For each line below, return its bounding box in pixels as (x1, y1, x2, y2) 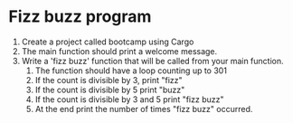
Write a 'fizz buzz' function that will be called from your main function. (21, 55, 284, 66)
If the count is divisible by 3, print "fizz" (34, 74, 183, 85)
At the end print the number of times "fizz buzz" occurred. (34, 103, 253, 114)
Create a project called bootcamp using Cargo (21, 36, 194, 47)
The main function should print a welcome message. (21, 45, 218, 56)
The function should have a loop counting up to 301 (34, 65, 228, 76)
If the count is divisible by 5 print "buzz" (34, 84, 185, 95)
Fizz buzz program (8, 6, 152, 27)
